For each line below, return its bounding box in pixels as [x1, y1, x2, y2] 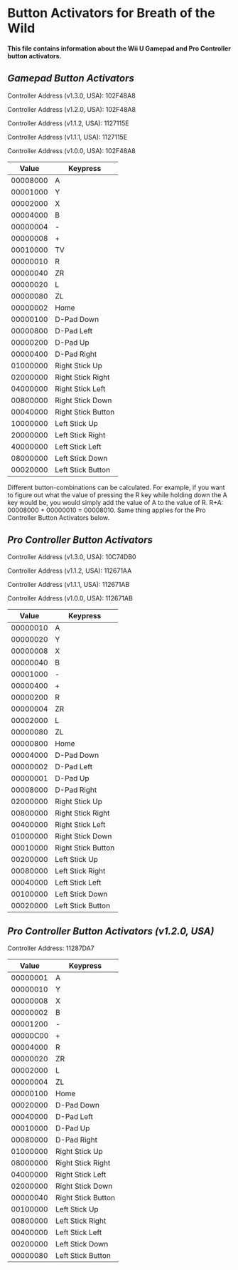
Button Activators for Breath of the [7, 5, 215, 21]
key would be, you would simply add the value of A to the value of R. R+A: [7, 498, 224, 506]
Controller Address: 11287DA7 [7, 944, 94, 952]
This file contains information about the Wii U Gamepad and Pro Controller [7, 44, 231, 53]
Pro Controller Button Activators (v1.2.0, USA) [7, 925, 215, 937]
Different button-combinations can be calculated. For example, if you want [7, 483, 225, 491]
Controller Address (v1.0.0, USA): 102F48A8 [7, 146, 136, 155]
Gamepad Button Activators [7, 73, 135, 85]
